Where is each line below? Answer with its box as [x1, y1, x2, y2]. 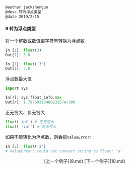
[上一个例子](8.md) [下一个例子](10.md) [44, 158, 125, 164]
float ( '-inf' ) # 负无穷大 [5, 124, 57, 129]
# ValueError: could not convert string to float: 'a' [5, 148, 123, 153]
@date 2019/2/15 [5, 14, 39, 19]
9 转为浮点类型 [5, 26, 36, 32]
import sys [5, 86, 28, 91]
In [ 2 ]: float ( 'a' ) [5, 144, 46, 149]
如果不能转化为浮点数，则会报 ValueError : [5, 134, 91, 140]
